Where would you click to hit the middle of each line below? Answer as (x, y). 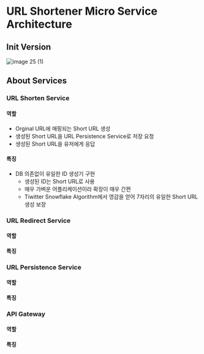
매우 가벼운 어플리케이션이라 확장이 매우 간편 (77, 189)
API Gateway (26, 314)
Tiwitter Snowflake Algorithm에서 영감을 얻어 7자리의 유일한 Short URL (111, 197)
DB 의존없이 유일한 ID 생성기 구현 (55, 173)
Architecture (39, 24)
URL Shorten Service (38, 98)
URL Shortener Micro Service (82, 11)
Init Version (29, 47)
